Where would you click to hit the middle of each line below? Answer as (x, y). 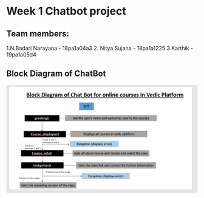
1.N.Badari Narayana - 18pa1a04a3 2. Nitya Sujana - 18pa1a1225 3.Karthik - (100, 48)
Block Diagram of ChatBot (56, 74)
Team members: (38, 34)
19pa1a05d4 (21, 55)
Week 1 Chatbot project (66, 11)
